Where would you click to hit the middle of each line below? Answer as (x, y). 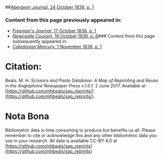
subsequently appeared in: (40, 41)
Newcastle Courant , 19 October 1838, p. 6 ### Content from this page (83, 36)
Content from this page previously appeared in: (63, 20)
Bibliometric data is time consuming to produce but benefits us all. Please (80, 130)
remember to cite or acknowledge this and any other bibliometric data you (81, 136)
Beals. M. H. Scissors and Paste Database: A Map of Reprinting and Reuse (82, 80)
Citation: (23, 67)
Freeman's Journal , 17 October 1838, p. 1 (54, 31)
